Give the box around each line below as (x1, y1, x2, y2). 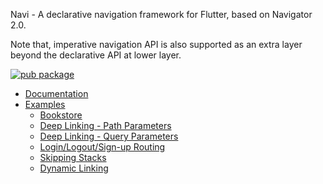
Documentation (24, 88, 89, 99)
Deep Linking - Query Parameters (39, 130, 179, 142)
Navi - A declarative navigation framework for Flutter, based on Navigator (10, 9, 313, 20)
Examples (24, 99, 66, 110)
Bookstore (39, 109, 83, 121)
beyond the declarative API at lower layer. (10, 49, 182, 61)
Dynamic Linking (39, 162, 109, 174)
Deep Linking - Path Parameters (39, 120, 172, 131)
